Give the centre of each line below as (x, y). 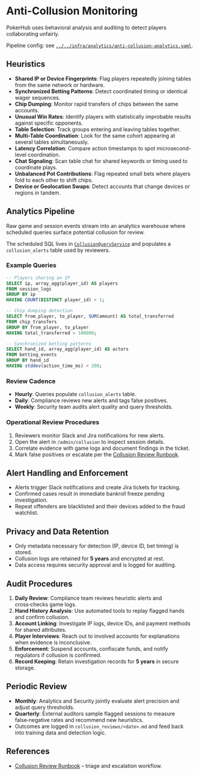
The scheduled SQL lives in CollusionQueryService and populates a (89, 243)
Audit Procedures (40, 584)
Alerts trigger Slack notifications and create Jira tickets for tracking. (98, 487)
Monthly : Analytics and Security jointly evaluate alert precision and (97, 701)
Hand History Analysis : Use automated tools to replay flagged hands (99, 611)
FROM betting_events (32, 355)
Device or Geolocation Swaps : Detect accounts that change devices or (102, 186)
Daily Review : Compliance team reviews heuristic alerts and (88, 598)
